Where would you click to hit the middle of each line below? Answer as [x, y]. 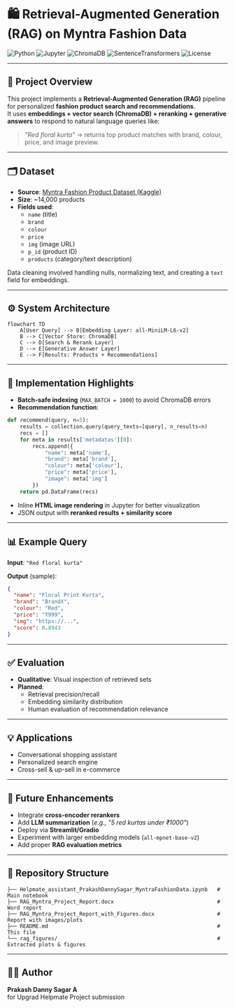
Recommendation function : [58, 407]
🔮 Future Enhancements [60, 798]
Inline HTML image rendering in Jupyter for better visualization [109, 505]
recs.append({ [53, 446]
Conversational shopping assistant [67, 755]
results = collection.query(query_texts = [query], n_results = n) [114, 427]
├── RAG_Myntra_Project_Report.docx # [114, 902]
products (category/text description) [80, 259]
